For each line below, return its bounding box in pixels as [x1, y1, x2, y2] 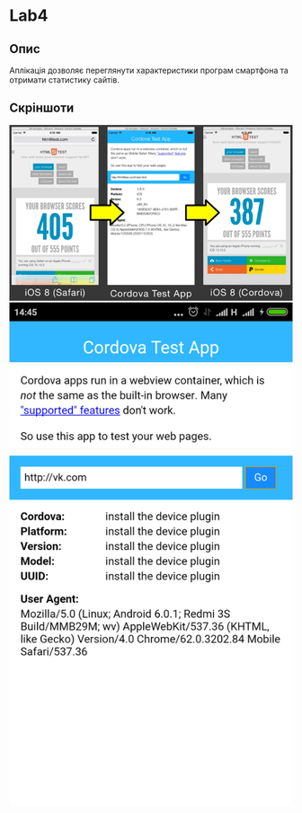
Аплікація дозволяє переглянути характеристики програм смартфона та [9, 65, 289, 75]
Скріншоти [9, 101, 75, 116]
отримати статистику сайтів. [9, 75, 120, 85]
